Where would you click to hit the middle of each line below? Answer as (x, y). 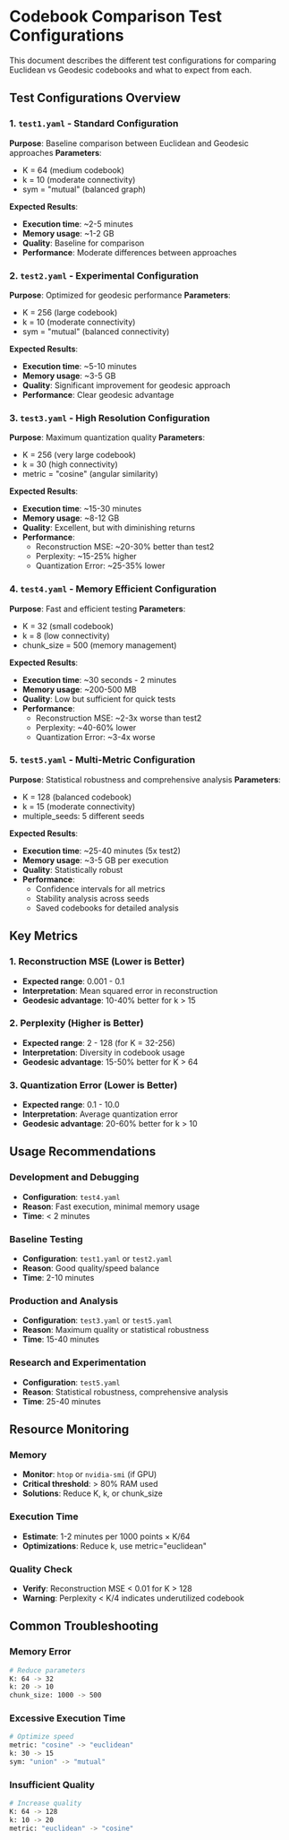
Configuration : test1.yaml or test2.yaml (97, 1259)
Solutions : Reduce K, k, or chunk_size (93, 1493)
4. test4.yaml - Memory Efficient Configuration (113, 589)
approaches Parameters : (55, 152)
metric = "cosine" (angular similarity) (90, 474)
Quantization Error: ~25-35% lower (100, 566)
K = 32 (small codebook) (68, 626)
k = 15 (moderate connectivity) (79, 806)
